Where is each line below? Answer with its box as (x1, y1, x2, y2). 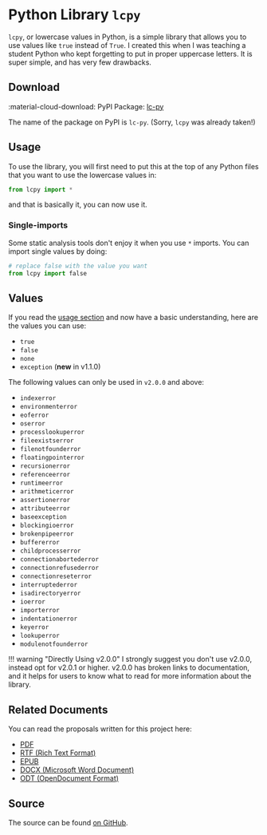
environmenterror (19, 403, 78, 411)
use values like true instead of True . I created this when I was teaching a (8, 40, 246, 49)
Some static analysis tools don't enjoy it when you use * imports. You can (8, 238, 249, 247)
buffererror (19, 539, 60, 547)
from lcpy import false (8, 269, 88, 277)
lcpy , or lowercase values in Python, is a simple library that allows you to (8, 32, 247, 42)
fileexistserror (19, 437, 74, 445)
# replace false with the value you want (8, 262, 148, 270)
